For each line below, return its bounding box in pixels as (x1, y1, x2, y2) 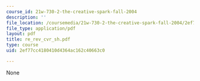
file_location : (6, 20, 44, 26)
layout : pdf (6, 31, 36, 37)
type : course (6, 42, 39, 48)
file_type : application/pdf (6, 25, 76, 32)
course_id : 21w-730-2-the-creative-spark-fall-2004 (6, 8, 137, 15)
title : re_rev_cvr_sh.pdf (6, 36, 70, 42)
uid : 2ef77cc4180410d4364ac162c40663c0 (6, 48, 105, 54)
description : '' (6, 14, 46, 20)
